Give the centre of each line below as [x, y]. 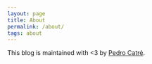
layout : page [26, 14]
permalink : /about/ [36, 26]
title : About [26, 20]
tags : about [25, 33]
